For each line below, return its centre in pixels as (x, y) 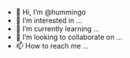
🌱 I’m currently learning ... (58, 29)
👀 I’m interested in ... (49, 20)
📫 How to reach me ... (52, 46)
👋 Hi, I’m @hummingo (51, 12)
